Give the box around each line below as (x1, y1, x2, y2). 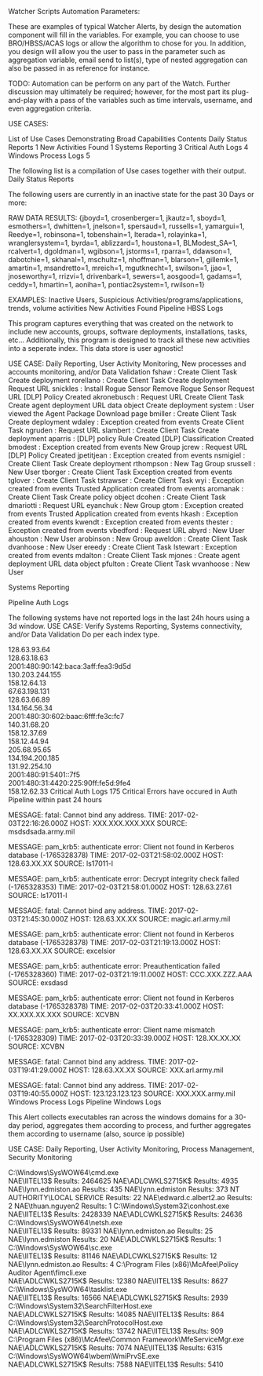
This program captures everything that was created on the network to (8, 319, 234, 328)
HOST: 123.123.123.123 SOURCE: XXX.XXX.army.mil (69, 1089, 236, 1098)
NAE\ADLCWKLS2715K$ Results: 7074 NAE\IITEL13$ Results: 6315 (8, 1343, 224, 1352)
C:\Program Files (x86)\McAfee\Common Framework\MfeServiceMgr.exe (8, 1334, 245, 1344)
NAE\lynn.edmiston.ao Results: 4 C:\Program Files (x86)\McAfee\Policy (8, 1260, 239, 1268)
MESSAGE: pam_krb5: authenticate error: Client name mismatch (8, 1025, 216, 1035)
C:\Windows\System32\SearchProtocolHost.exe (8, 1318, 163, 1327)
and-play (8, 96, 38, 104)
